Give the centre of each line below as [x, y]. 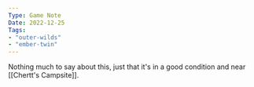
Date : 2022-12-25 [37, 23]
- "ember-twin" [33, 45]
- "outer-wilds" [35, 37]
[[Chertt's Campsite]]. [44, 75]
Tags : [17, 30]
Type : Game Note [35, 15]
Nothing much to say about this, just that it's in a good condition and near [127, 67]
